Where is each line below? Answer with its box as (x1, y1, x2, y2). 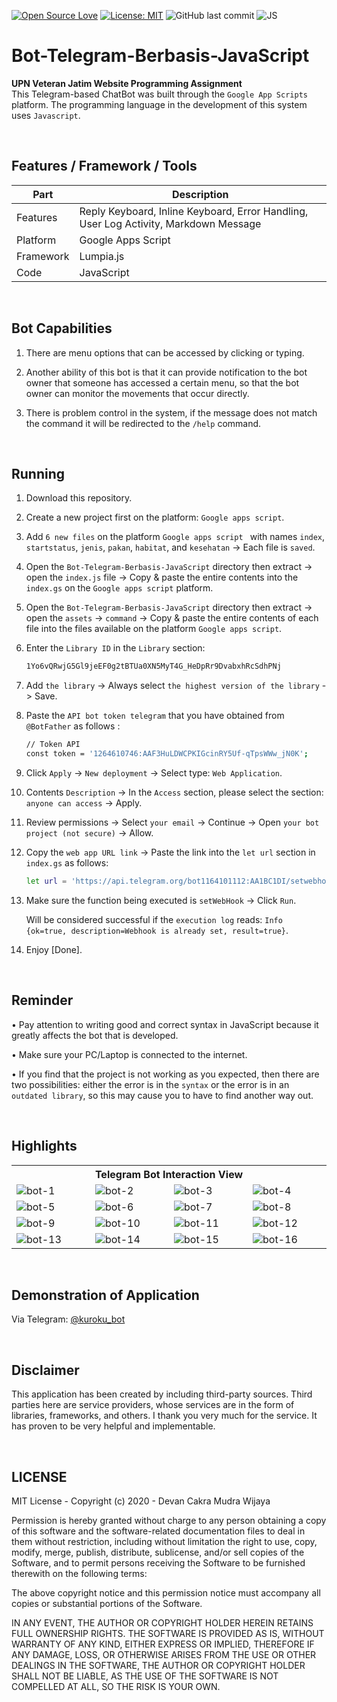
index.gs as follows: (25, 857, 109, 869)
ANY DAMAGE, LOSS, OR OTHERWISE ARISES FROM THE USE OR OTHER (11, 1648, 317, 1660)
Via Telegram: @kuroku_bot (11, 1313, 126, 1325)
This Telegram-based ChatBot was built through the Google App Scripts (11, 88, 308, 100)
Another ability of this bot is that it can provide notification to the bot (25, 366, 308, 378)
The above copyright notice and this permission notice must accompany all (11, 1586, 321, 1599)
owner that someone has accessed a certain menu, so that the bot (25, 376, 300, 389)
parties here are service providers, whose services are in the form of (11, 1399, 295, 1411)
